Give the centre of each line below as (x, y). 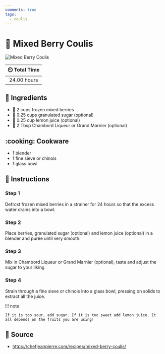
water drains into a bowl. (30, 210)
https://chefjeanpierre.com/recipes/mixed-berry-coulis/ (69, 347)
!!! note (12, 306)
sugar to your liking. (26, 267)
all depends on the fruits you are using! (50, 319)
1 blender (22, 153)
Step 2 (13, 222)
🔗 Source (19, 334)
